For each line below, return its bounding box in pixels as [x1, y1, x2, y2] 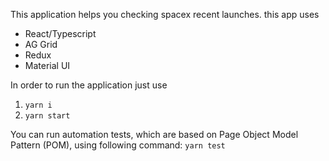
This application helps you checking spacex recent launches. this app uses [10, 9, 320, 20]
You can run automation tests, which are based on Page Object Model [10, 129, 299, 140]
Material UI [24, 60, 71, 71]
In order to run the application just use [10, 79, 168, 91]
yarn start [24, 111, 71, 121]
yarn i [24, 100, 53, 110]
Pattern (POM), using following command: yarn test [10, 139, 226, 151]
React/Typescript [24, 28, 97, 39]
